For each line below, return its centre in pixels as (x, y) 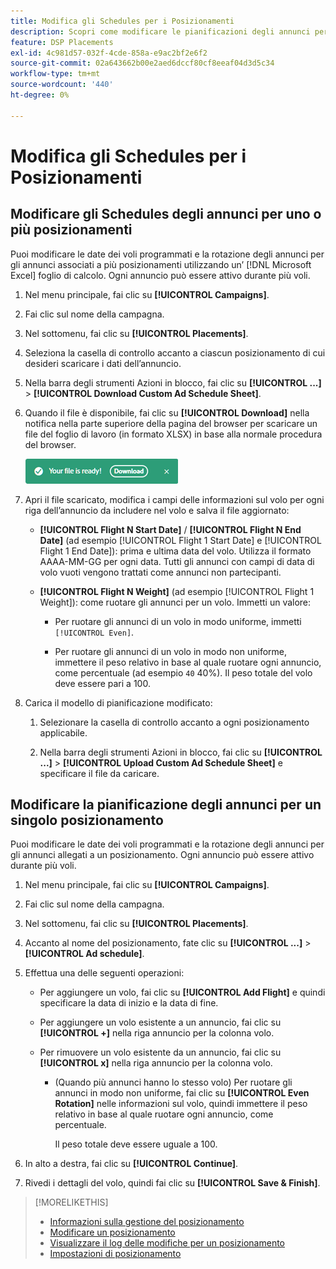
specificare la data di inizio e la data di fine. (129, 1003)
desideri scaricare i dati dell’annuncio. (103, 363)
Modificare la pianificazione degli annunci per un (166, 805)
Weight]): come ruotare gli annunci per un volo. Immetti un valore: (175, 602)
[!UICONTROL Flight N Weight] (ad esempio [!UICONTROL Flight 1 (177, 591)
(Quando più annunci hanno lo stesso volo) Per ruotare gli (173, 1082)
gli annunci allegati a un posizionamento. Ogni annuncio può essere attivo (162, 855)
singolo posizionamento (87, 820)
